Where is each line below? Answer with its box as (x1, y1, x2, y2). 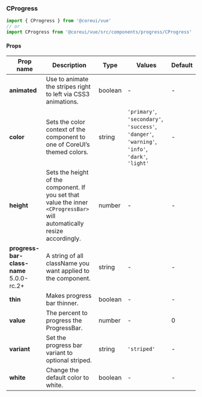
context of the (46, 125, 86, 134)
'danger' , (127, 130, 155, 138)
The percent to (46, 309, 88, 317)
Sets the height (46, 168, 89, 177)
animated (9, 86, 37, 94)
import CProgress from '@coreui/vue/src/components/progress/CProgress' (6, 29, 192, 35)
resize (46, 227, 64, 235)
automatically (46, 220, 84, 228)
